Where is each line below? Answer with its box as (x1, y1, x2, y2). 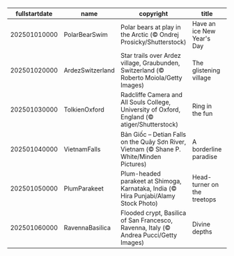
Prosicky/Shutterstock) (120, 38, 187, 46)
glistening (192, 66, 221, 74)
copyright (139, 9, 169, 17)
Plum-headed (120, 169, 162, 178)
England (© (120, 113, 154, 121)
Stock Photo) (120, 199, 158, 207)
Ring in (192, 102, 212, 110)
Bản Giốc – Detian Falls (120, 130, 187, 138)
